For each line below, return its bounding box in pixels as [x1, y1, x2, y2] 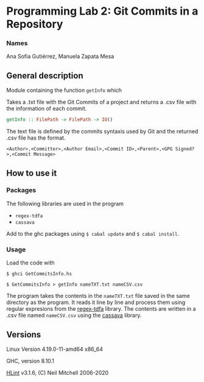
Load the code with [6, 259, 55, 266]
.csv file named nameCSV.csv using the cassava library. [6, 312, 142, 319]
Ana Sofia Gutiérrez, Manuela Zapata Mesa [6, 53, 114, 60]
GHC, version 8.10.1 [6, 357, 55, 364]
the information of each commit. [6, 105, 87, 112]
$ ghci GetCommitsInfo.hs [6, 271, 72, 277]
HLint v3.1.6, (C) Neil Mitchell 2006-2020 [6, 369, 109, 376]
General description [6, 70, 83, 80]
